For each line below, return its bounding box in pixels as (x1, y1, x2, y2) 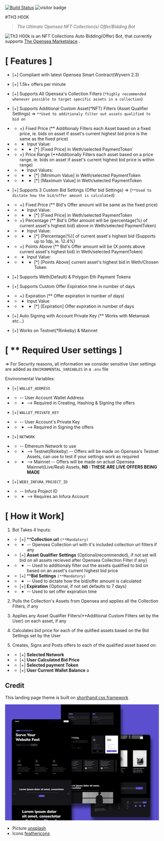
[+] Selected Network (19, 652, 64, 657)
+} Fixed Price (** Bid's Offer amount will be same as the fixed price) (19, 202, 158, 208)
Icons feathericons (12, 830, 50, 836)
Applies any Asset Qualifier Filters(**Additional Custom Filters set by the (12, 612, 159, 618)
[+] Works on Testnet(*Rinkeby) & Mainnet (12, 327, 98, 333)
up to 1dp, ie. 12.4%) (34, 238, 76, 244)
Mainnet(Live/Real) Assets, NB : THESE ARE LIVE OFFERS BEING (26, 464, 157, 470)
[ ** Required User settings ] (5, 345, 123, 356)
